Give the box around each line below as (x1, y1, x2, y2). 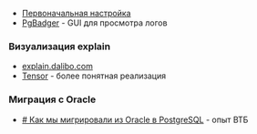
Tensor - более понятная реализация (21, 70, 166, 81)
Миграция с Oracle (8, 93, 97, 106)
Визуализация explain (8, 40, 111, 53)
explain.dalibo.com (21, 61, 93, 72)
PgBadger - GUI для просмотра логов (21, 17, 168, 28)
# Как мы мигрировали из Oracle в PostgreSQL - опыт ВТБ (21, 114, 249, 125)
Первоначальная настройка (21, 8, 131, 18)
